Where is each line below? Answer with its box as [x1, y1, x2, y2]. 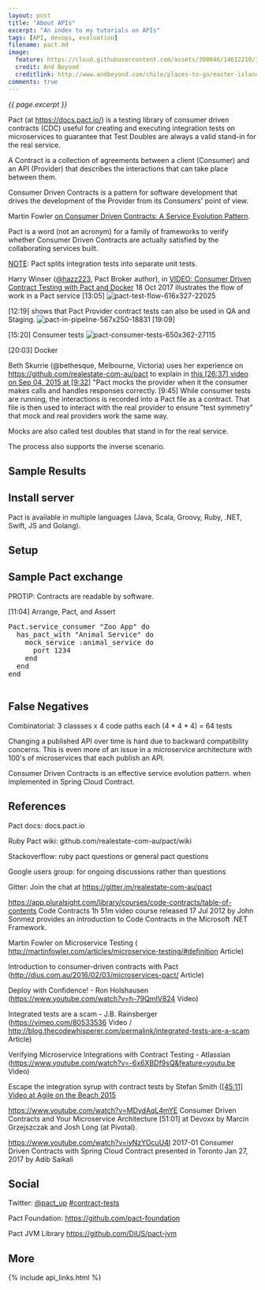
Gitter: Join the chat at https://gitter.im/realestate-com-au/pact [8, 882, 212, 891]
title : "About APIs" [8, 19, 77, 27]
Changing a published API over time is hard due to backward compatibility [8, 736, 249, 746]
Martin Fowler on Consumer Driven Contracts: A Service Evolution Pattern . [8, 211, 251, 221]
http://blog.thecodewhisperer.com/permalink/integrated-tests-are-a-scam [8, 1026, 250, 1035]
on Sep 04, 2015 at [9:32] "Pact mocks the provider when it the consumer [8, 377, 248, 387]
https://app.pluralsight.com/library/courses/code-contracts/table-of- [8, 897, 232, 906]
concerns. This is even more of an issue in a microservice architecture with [8, 744, 252, 754]
